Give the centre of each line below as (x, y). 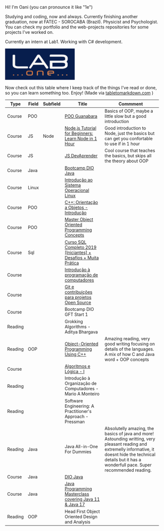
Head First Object (82, 511)
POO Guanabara (81, 116)
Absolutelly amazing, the (129, 428)
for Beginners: (79, 133)
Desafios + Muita (82, 257)
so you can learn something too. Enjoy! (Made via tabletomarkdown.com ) (79, 93)
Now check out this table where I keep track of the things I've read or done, (81, 88)
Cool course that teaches (130, 151)
